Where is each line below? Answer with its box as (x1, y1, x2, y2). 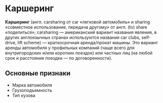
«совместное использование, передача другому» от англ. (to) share (5, 24, 147, 30)
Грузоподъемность (12, 87, 53, 93)
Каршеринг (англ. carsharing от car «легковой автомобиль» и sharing (5, 19, 150, 25)
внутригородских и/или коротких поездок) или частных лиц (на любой (5, 50, 153, 56)
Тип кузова (12, 92, 36, 98)
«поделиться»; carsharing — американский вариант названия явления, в (5, 29, 157, 35)
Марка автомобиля (12, 82, 53, 88)
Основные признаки (5, 69, 71, 78)
